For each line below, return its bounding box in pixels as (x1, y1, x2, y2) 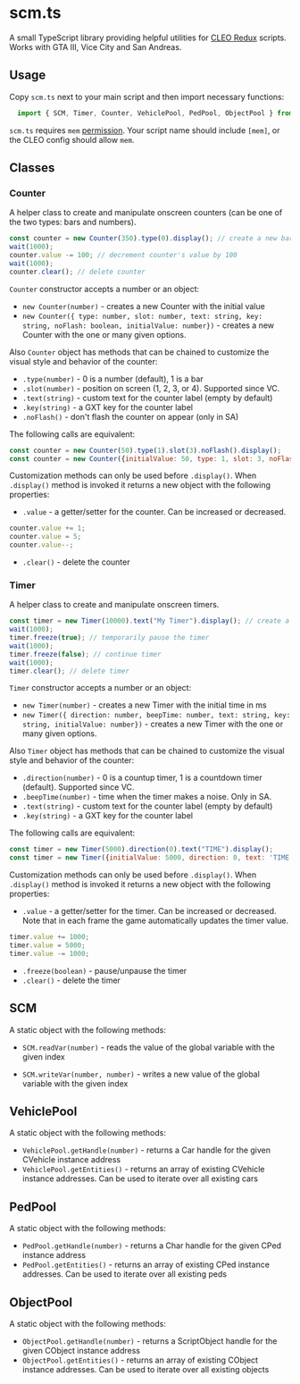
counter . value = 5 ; (9, 533, 82, 541)
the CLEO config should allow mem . (9, 134, 135, 145)
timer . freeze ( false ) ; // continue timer (9, 650, 162, 658)
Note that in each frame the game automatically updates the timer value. (21, 915, 288, 927)
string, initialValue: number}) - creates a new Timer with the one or (21, 718, 284, 730)
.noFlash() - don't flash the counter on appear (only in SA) (21, 411, 239, 422)
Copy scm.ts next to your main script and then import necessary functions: (9, 91, 285, 102)
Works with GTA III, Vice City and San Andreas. (9, 41, 182, 52)
